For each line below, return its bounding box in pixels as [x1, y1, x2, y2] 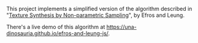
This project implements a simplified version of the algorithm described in [6, 5, 192, 12]
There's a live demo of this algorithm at [6, 24, 105, 30]
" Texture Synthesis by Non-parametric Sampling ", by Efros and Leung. [6, 12, 185, 19]
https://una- [106, 24, 137, 30]
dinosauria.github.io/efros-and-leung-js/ [6, 30, 109, 37]
